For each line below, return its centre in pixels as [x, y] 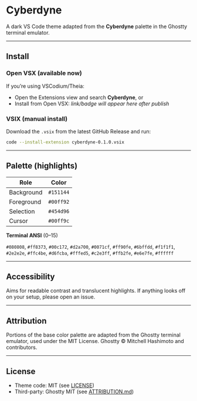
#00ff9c [59, 221]
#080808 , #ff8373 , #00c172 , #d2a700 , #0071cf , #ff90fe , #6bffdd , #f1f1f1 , [91, 246]
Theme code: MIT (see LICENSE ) [55, 385]
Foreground [25, 201]
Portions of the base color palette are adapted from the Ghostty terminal [93, 335]
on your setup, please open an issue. [51, 297]
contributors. [22, 347]
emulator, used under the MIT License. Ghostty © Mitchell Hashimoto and [95, 341]
